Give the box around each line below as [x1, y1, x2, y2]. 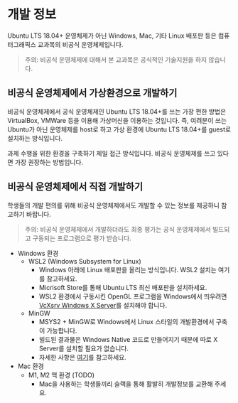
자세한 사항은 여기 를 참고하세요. [38, 353, 126, 361]
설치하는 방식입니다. [7, 134, 63, 142]
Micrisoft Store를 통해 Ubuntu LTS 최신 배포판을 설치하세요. [38, 283, 207, 291]
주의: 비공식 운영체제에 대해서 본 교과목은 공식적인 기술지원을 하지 [24, 55, 207, 64]
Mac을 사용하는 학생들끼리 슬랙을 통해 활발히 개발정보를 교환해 [38, 380, 213, 388]
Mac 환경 [17, 362, 45, 370]
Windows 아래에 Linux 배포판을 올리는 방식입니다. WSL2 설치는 [38, 265, 217, 274]
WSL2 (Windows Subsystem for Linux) [28, 257, 142, 265]
